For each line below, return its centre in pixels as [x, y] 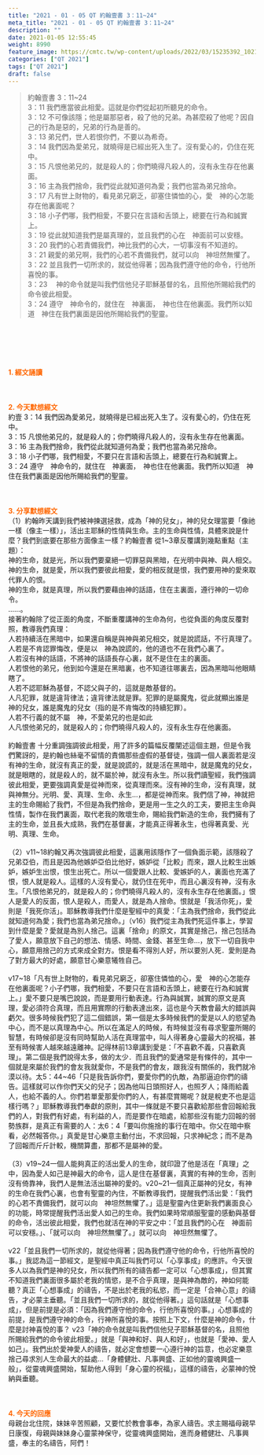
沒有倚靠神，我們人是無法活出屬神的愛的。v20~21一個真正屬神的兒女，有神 [130, 1183]
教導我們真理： [46, 628]
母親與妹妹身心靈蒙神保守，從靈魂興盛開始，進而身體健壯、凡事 [138, 1433]
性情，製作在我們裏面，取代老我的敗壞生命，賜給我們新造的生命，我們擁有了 [132, 814]
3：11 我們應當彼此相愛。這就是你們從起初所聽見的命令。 [119, 107]
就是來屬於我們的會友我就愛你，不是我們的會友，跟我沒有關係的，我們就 [132, 1066]
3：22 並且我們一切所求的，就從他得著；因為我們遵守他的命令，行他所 [141, 264]
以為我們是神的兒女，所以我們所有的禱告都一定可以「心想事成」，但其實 [137, 1270]
